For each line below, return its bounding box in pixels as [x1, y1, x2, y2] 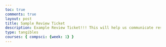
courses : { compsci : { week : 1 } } [5, 35, 74, 40]
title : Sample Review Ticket [5, 21, 65, 26]
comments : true [5, 12, 37, 17]
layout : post [5, 16, 32, 21]
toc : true [5, 7, 26, 12]
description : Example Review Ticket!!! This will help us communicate [5, 25, 154, 30]
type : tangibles [5, 30, 39, 35]
